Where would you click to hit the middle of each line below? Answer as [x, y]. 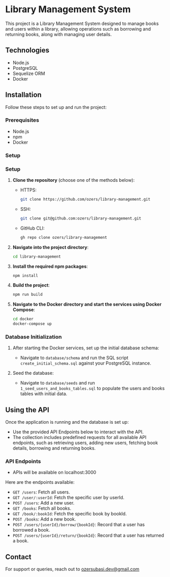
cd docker [23, 319]
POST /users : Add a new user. [44, 503]
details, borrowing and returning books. [54, 448]
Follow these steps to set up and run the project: [56, 107]
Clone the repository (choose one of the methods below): [74, 180]
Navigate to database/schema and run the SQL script [74, 358]
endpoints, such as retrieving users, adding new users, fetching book [85, 443]
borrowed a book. [31, 530]
